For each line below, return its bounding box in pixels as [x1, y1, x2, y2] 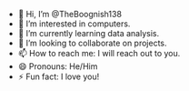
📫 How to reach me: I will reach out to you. [17, 48, 181, 58]
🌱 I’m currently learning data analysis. [17, 28, 160, 38]
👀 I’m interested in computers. [17, 18, 131, 29]
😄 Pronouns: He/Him [17, 61, 98, 72]
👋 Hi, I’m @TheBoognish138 [17, 9, 123, 19]
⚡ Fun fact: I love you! [17, 71, 100, 82]
